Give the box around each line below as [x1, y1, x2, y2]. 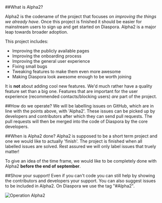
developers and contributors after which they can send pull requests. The [5, 113, 152, 119]
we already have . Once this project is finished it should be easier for [5, 19, 142, 24]
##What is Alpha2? [5, 4, 43, 10]
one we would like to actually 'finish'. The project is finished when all [5, 138, 143, 144]
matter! [5, 148, 19, 154]
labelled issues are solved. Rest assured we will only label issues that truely [5, 144, 157, 149]
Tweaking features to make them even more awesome [12, 69, 121, 74]
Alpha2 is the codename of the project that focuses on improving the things [5, 14, 157, 19]
